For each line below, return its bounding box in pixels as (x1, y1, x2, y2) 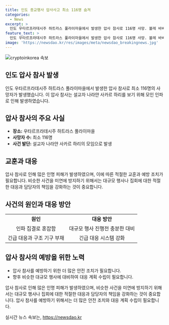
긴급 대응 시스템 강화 (78, 235, 125, 241)
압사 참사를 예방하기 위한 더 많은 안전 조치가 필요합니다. (12, 268, 122, 274)
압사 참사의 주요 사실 (5, 114, 65, 122)
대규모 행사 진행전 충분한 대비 (69, 225, 135, 232)
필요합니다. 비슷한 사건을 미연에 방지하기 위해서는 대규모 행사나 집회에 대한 (5, 177, 152, 184)
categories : (5, 12, 30, 17)
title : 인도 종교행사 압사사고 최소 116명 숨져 (5, 7, 91, 13)
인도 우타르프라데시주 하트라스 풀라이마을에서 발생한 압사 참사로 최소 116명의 (5, 85, 155, 91)
